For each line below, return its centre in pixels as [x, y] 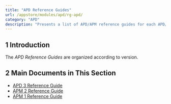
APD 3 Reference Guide [37, 85]
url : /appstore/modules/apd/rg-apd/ [44, 15]
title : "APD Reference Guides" [38, 10]
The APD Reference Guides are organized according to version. [72, 57]
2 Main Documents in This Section [61, 73]
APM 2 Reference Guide [38, 91]
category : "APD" [22, 19]
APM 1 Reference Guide [37, 96]
